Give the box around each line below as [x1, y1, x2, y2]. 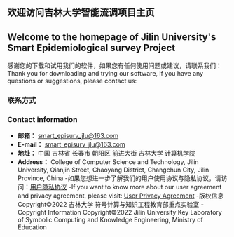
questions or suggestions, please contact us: [7, 76, 137, 86]
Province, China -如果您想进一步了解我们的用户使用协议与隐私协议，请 [17, 174, 221, 182]
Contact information [7, 115, 78, 125]
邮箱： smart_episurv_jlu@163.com [17, 132, 119, 140]
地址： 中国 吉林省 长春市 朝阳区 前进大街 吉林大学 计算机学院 [17, 149, 196, 158]
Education [17, 223, 47, 231]
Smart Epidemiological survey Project [7, 41, 176, 54]
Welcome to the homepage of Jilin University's [7, 31, 216, 43]
